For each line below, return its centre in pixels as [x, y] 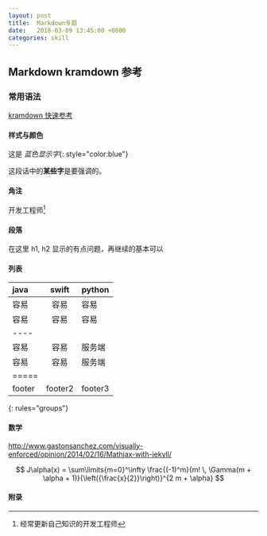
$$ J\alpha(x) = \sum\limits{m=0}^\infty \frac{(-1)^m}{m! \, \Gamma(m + [133, 469]
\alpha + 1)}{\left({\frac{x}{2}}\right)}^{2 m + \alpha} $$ [133, 478]
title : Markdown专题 [43, 23]
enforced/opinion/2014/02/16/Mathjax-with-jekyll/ [90, 454]
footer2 [60, 388]
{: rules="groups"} [39, 408]
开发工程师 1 [27, 209]
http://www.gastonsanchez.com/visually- [76, 445]
